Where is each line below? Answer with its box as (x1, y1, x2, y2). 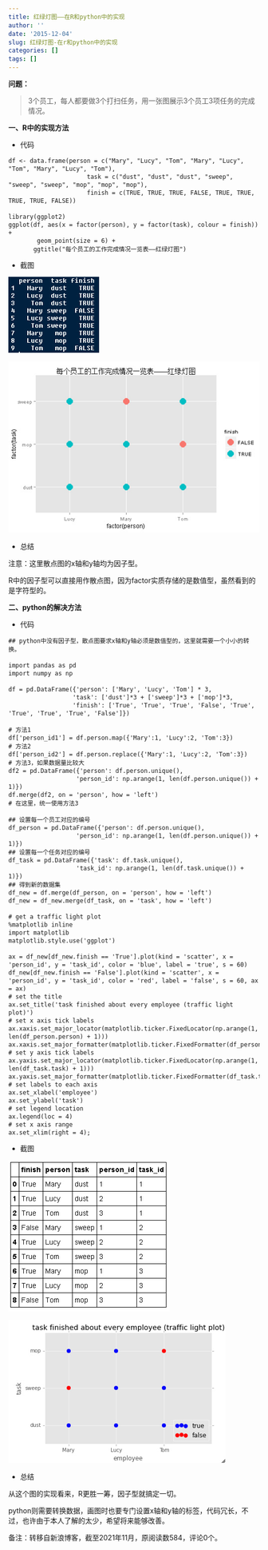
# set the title (8, 992, 62, 1001)
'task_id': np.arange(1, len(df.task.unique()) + (76, 864, 245, 872)
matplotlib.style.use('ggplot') (8, 936, 116, 945)
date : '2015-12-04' (8, 30, 73, 38)
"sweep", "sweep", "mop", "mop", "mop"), (8, 181, 148, 189)
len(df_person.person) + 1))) (8, 1032, 109, 1041)
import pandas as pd (8, 661, 77, 669)
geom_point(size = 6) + (37, 237, 116, 245)
